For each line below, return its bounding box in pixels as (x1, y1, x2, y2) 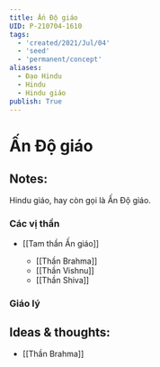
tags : (9, 30, 30, 39)
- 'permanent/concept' (17, 55, 102, 64)
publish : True (9, 96, 63, 106)
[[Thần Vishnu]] (35, 264, 94, 275)
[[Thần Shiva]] (35, 274, 90, 285)
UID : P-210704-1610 (9, 22, 83, 31)
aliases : (9, 64, 42, 73)
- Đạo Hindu (17, 72, 63, 81)
